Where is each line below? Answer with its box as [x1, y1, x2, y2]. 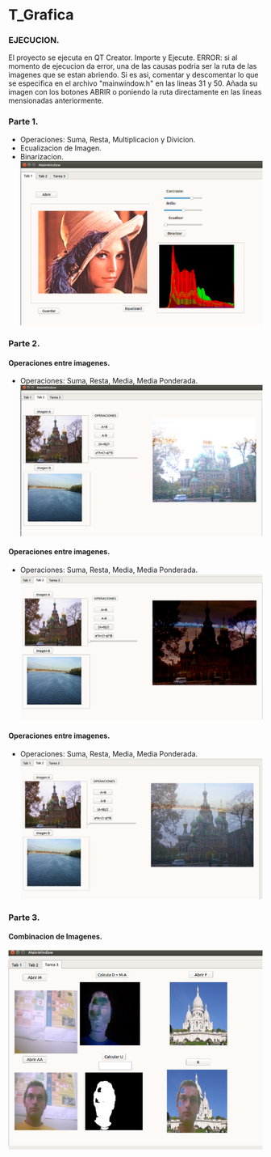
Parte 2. [8, 337, 40, 349]
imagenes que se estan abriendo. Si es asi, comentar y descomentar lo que [8, 70, 260, 80]
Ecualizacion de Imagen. [19, 143, 102, 153]
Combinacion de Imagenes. [8, 932, 102, 942]
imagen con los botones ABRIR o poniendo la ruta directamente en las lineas [8, 87, 262, 97]
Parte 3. [8, 912, 40, 923]
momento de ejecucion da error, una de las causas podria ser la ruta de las [8, 61, 257, 71]
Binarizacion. [19, 151, 64, 161]
